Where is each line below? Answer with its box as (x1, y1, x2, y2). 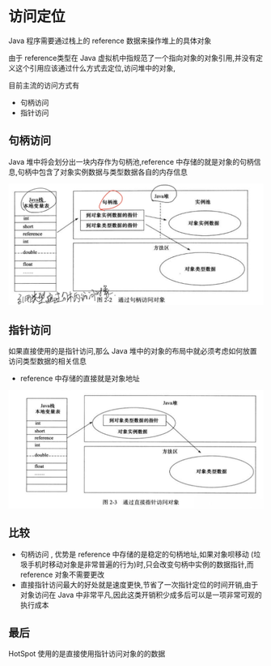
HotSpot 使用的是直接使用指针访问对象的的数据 (8, 649, 166, 659)
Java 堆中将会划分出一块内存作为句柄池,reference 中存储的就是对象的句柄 (8, 157, 254, 166)
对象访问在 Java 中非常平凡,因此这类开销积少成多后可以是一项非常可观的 (19, 590, 263, 599)
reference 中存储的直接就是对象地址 (19, 374, 140, 384)
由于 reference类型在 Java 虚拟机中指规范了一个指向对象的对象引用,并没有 (8, 53, 256, 62)
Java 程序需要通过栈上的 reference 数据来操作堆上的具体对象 (8, 36, 212, 45)
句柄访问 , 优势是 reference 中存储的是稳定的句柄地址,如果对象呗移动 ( (19, 549, 254, 559)
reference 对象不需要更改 (19, 569, 105, 579)
